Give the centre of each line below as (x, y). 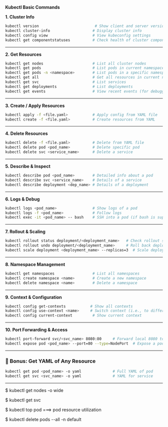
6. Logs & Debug (22, 199)
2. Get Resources (23, 54)
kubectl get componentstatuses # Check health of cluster (77, 40)
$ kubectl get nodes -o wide (34, 390)
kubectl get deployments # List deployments (69, 86)
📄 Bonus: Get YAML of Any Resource (50, 361)
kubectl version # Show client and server (77, 26)
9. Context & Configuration (33, 297)
